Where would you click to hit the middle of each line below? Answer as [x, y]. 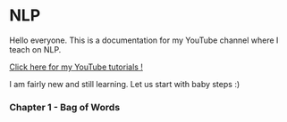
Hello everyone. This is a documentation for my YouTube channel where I [144, 40]
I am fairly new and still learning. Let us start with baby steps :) [125, 84]
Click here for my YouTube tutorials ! [76, 67]
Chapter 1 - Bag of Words [65, 107]
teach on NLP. [35, 49]
